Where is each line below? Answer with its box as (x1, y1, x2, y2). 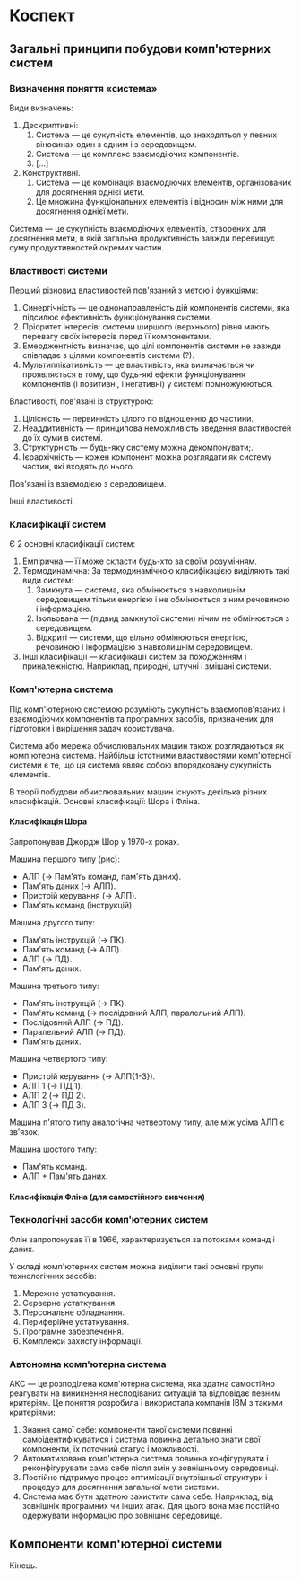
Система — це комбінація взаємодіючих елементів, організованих (35, 177, 292, 188)
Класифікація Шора (9, 816, 88, 827)
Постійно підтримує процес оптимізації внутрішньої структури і (21, 1472, 268, 1483)
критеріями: (9, 1407, 56, 1418)
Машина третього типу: (9, 980, 99, 991)
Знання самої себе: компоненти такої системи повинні (21, 1425, 233, 1435)
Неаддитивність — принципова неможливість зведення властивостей (21, 423, 292, 434)
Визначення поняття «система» (9, 82, 158, 94)
